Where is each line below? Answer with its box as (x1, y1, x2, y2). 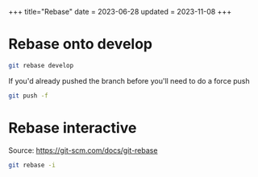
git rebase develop (8, 61, 74, 69)
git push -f (8, 92, 48, 100)
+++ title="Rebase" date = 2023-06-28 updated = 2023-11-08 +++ (8, 7, 232, 16)
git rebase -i (8, 161, 56, 169)
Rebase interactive (8, 118, 137, 137)
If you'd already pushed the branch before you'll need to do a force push (8, 76, 250, 85)
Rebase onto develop (8, 35, 153, 53)
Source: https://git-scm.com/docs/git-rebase (8, 145, 158, 155)
